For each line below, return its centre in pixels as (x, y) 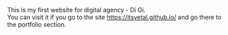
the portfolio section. (37, 24)
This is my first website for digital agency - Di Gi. (76, 10)
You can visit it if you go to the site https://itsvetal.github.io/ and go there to (114, 17)
